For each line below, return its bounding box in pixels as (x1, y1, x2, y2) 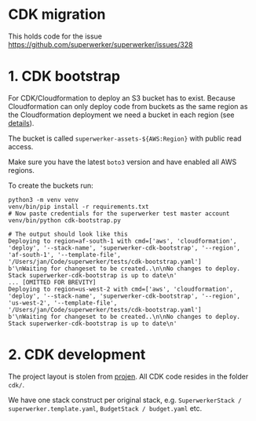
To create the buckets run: (8, 181, 93, 190)
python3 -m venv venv (8, 196, 79, 203)
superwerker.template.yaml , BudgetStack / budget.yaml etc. (8, 403, 203, 413)
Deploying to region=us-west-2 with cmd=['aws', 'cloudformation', (8, 285, 234, 293)
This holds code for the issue (8, 31, 103, 41)
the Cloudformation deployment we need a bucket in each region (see (8, 110, 235, 119)
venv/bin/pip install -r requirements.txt (8, 203, 149, 210)
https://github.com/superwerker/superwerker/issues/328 (8, 39, 193, 49)
